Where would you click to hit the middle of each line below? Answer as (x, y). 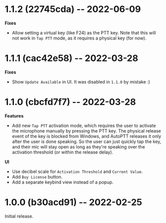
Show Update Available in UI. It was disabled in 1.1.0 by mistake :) (81, 81)
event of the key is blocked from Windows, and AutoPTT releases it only (87, 136)
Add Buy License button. (37, 176)
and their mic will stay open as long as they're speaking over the (78, 146)
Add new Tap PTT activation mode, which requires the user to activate (84, 125)
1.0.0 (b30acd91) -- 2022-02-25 (73, 202)
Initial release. (19, 216)
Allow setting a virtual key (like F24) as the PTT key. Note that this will (84, 32)
